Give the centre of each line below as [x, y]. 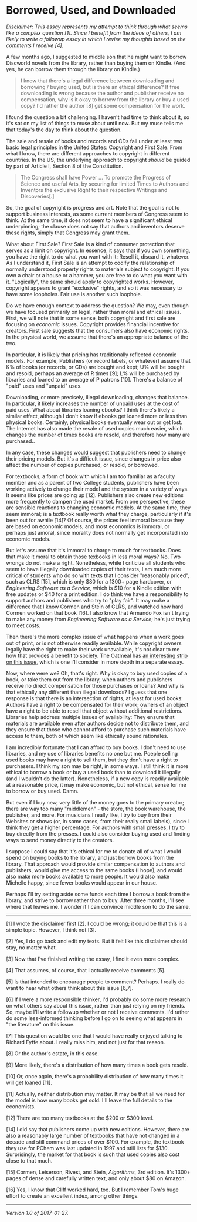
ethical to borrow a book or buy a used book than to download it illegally [93, 772]
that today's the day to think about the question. [64, 130]
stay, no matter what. [32, 947]
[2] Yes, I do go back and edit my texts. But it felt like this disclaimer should [97, 941]
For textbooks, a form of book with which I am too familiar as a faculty [91, 476]
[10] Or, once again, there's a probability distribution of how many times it [95, 1076]
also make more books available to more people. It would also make [88, 876]
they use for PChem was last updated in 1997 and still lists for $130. [87, 1148]
